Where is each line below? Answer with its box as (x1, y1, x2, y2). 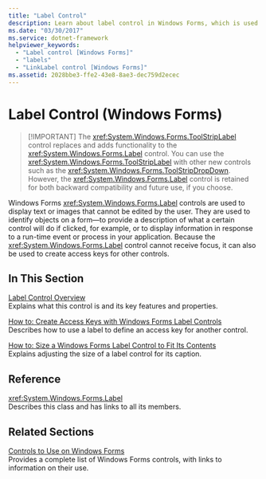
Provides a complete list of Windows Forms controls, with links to (8, 455, 222, 464)
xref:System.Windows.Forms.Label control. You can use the (27, 148, 225, 158)
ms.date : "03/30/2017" (8, 26, 84, 34)
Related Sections (8, 425, 94, 438)
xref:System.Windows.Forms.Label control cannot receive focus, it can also (8, 240, 256, 249)
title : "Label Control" (8, 11, 88, 20)
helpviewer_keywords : (8, 41, 80, 49)
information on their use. (8, 463, 89, 473)
